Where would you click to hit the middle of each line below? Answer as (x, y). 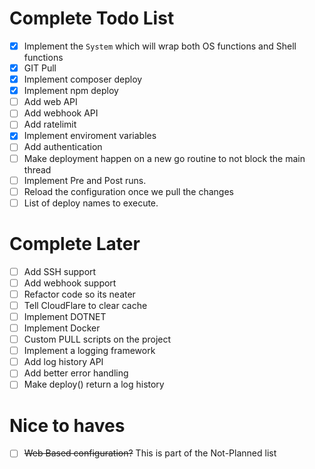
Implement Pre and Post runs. (85, 180)
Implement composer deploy (83, 79)
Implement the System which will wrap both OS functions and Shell (160, 46)
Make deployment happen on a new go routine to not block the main (164, 158)
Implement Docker (62, 328)
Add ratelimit (50, 124)
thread (37, 169)
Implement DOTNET (65, 316)
